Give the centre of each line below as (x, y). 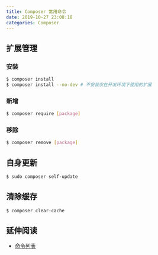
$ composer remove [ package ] (42, 143)
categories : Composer (33, 23)
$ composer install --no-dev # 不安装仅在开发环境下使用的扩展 (79, 85)
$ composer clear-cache (36, 211)
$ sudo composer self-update (42, 176)
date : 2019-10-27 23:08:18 (39, 17)
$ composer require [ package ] (43, 114)
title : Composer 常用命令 (36, 12)
